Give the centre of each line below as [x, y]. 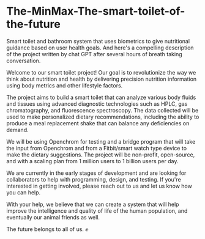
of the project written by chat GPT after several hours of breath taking [94, 54]
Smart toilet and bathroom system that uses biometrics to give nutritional [98, 41]
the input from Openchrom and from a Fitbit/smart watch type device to [97, 148]
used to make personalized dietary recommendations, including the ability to [103, 117]
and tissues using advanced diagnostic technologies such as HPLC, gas [97, 104]
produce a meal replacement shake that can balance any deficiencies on [98, 123]
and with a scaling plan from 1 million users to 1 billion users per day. [92, 161]
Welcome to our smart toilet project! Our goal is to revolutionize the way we [101, 72]
